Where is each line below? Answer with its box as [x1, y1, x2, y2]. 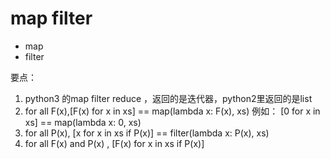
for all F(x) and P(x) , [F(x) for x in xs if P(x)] [24, 137, 205, 149]
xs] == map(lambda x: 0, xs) [24, 116, 142, 128]
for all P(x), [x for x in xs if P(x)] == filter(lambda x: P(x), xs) [24, 127, 270, 139]
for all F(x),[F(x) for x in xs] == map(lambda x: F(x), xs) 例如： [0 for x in [24, 105, 321, 117]
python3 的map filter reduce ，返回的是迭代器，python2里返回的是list [24, 92, 313, 104]
